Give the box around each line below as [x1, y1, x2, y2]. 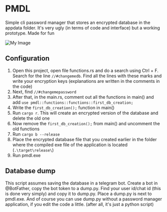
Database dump [5, 167, 56, 175]
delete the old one [12, 115, 50, 121]
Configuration [5, 54, 50, 63]
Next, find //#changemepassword [12, 88, 77, 95]
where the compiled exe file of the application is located [12, 142, 128, 148]
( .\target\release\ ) [12, 147, 54, 153]
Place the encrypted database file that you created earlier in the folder [12, 136, 157, 142]
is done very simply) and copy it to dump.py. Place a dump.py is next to [5, 191, 152, 197]
